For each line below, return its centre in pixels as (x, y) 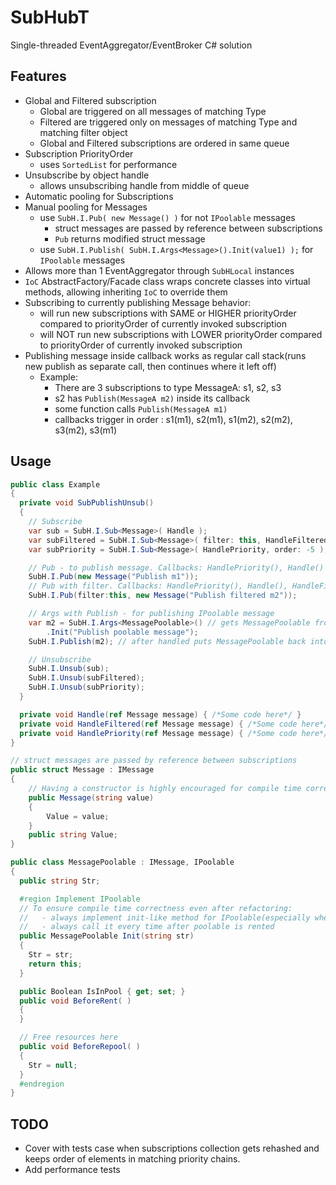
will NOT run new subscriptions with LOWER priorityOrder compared (181, 334)
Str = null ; (53, 1065)
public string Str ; (60, 881)
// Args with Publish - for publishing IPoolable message (151, 614)
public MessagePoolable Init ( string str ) (107, 936)
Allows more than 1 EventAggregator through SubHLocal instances (159, 270)
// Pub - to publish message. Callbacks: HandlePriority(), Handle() (176, 567)
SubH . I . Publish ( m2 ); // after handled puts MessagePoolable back (167, 641)
